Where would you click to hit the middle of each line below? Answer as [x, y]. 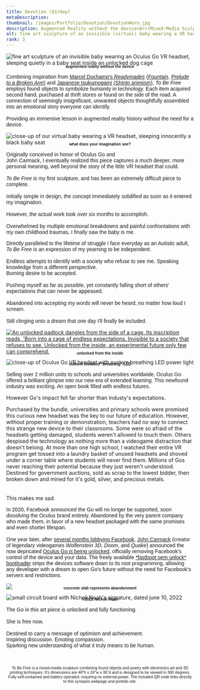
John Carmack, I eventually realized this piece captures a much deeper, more [95, 160]
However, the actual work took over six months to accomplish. [77, 214]
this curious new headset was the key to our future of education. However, [98, 416]
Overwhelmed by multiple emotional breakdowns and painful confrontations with [98, 226]
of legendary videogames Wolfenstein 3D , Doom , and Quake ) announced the [95, 545]
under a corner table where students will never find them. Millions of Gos [96, 460]
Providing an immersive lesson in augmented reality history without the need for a [100, 118]
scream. [15, 309]
